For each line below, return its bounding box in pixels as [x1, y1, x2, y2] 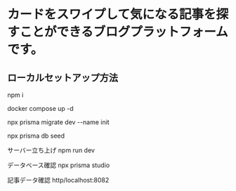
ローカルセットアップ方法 [7, 72, 118, 84]
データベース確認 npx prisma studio [7, 161, 110, 169]
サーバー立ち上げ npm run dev [7, 146, 95, 154]
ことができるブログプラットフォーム [20, 24, 228, 40]
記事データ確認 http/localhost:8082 [7, 176, 110, 184]
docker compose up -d [7, 105, 74, 112]
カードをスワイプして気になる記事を [7, 6, 216, 22]
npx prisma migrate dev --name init [7, 118, 110, 126]
